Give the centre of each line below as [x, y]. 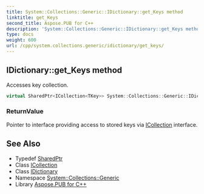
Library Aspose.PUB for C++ [51, 184]
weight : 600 [21, 40]
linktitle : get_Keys [32, 18]
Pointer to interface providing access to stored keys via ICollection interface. [102, 124]
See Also [23, 144]
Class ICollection [36, 165]
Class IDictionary [36, 171]
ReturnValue [25, 112]
